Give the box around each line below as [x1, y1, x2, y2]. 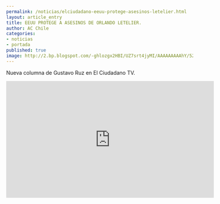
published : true [6, 47, 46, 53]
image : [6, 53, 23, 59]
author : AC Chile [6, 25, 49, 31]
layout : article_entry [6, 14, 62, 20]
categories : [6, 31, 36, 37]
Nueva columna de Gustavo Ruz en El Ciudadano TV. [6, 69, 135, 76]
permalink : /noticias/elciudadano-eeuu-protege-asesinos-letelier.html [6, 8, 187, 15]
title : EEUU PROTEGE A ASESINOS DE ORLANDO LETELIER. [6, 20, 142, 26]
